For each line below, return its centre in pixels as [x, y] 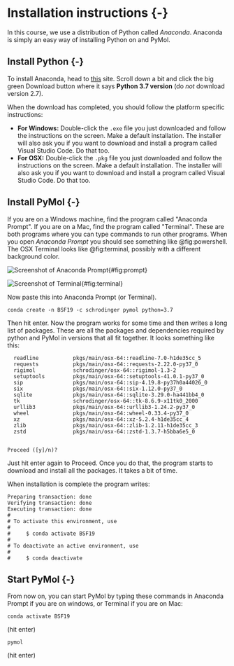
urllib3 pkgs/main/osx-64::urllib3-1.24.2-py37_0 [104, 407]
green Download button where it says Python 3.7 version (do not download [116, 86]
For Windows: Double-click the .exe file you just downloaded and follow [122, 128]
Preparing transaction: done [50, 497]
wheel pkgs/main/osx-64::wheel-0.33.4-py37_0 [101, 413]
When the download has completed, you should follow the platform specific [116, 107]
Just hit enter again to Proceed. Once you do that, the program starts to [110, 463]
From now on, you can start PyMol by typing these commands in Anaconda [116, 596]
